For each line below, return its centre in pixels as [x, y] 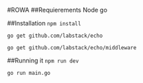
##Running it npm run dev [43, 60]
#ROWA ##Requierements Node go [57, 10]
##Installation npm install [44, 23]
